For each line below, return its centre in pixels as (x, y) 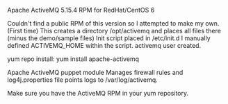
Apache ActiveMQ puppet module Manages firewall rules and (95, 72)
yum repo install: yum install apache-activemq (73, 59)
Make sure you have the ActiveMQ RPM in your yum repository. (98, 93)
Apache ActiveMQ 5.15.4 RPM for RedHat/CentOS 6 (81, 10)
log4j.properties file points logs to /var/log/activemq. (82, 80)
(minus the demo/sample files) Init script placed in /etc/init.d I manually (109, 38)
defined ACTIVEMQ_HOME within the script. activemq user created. (104, 45)
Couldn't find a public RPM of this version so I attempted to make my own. (113, 23)
